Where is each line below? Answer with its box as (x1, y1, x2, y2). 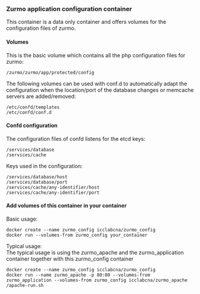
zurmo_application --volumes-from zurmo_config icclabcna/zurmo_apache (6, 277, 187, 283)
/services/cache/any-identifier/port (6, 190, 100, 196)
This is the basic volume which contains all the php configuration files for (6, 51, 186, 58)
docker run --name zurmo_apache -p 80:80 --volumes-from (6, 272, 151, 278)
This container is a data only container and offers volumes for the (6, 18, 167, 26)
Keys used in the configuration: (6, 162, 83, 169)
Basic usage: (6, 215, 38, 222)
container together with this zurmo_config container (6, 255, 134, 262)
